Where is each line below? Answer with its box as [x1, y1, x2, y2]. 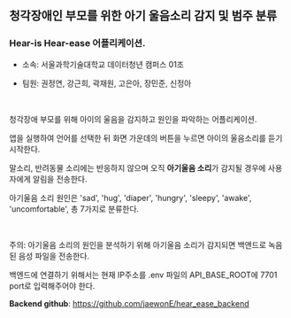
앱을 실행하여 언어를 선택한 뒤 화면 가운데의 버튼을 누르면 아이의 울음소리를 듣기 [9, 132, 283, 143]
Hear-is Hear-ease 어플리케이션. [9, 37, 146, 50]
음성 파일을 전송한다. [18, 251, 90, 261]
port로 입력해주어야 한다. [9, 280, 96, 291]
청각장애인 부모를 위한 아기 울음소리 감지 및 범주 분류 [9, 8, 278, 24]
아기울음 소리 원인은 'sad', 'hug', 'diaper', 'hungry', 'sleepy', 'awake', [9, 192, 252, 203]
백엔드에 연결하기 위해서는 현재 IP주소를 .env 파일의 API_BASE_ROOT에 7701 [9, 269, 278, 280]
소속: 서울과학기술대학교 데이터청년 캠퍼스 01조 [21, 58, 184, 69]
